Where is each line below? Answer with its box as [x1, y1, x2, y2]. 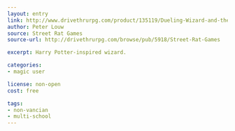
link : [7, 17, 23, 24]
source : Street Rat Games [7, 29, 83, 37]
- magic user [7, 68, 45, 75]
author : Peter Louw [7, 23, 64, 30]
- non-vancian [7, 106, 49, 113]
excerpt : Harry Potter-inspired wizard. [7, 49, 127, 56]
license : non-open [7, 81, 61, 88]
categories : [7, 62, 42, 69]
